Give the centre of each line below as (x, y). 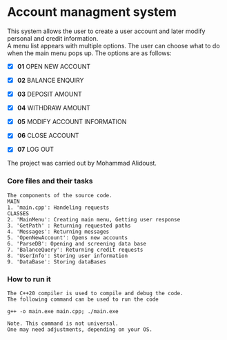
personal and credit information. (53, 38)
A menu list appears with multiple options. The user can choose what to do (113, 46)
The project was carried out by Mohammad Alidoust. (82, 163)
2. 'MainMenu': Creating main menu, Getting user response (94, 219)
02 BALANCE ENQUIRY (50, 80)
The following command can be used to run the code (83, 299)
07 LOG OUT (35, 150)
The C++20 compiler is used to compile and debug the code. (96, 293)
